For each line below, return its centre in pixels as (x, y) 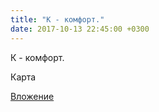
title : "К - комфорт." (57, 19)
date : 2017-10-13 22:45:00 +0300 (80, 29)
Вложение (32, 96)
